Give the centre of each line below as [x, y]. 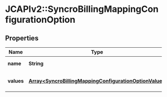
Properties [22, 38]
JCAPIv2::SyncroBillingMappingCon [82, 9]
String [36, 63]
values [16, 81]
